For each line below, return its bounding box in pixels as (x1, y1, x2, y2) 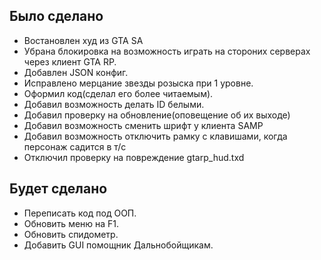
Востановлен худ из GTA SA (23, 34, 144, 46)
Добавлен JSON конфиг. (23, 66, 129, 78)
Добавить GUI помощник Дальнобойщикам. (23, 239, 214, 251)
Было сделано (9, 8, 104, 25)
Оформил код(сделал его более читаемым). (23, 87, 214, 99)
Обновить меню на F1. (23, 217, 120, 229)
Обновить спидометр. (23, 228, 119, 240)
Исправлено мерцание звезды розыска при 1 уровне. (23, 77, 254, 89)
